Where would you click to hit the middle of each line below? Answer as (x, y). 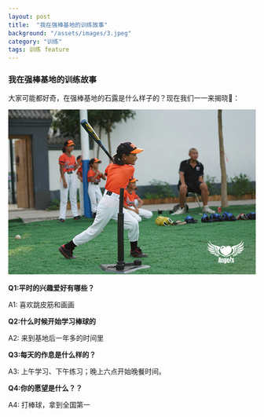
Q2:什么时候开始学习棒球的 (52, 321)
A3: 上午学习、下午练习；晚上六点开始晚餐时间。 (87, 371)
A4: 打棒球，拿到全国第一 (49, 405)
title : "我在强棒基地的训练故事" (58, 25)
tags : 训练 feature (39, 50)
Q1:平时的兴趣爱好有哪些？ (51, 288)
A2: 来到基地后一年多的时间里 (56, 338)
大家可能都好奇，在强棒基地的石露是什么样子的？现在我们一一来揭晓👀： (124, 98)
